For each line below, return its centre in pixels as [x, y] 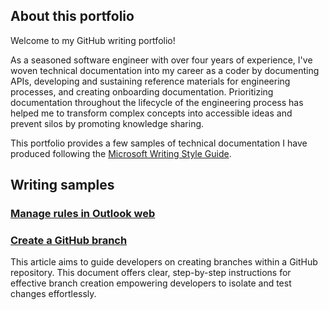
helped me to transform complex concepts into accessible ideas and [151, 113]
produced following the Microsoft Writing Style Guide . [121, 153]
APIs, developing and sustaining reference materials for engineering [150, 81]
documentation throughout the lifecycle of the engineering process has [157, 102]
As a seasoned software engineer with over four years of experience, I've [161, 60]
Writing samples [62, 185]
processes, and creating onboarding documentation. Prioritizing [142, 91]
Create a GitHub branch [69, 241]
